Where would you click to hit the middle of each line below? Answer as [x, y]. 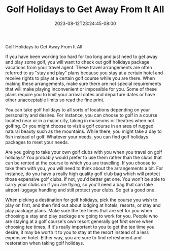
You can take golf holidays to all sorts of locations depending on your [78, 109]
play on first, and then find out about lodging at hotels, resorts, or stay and [83, 205]
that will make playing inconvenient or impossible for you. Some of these [81, 89]
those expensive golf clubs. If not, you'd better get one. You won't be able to [85, 179]
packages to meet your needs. [37, 142]
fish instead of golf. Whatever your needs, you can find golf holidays [77, 136]
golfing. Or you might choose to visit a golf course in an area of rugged [79, 126]
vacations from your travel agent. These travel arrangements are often [79, 67]
